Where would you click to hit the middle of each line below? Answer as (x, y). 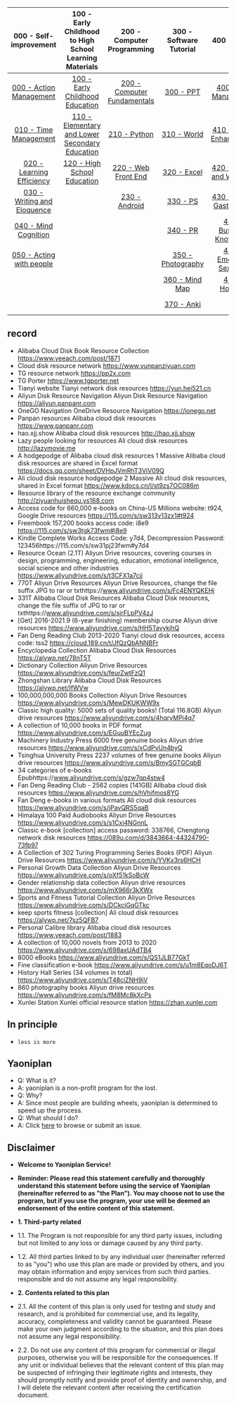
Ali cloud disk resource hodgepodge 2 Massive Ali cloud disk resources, (122, 478)
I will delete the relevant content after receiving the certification (109, 1387)
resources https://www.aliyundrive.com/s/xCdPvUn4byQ (100, 747)
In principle (33, 1025)
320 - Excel (183, 172)
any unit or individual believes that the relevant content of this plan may (121, 1365)
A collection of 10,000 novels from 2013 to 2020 (87, 942)
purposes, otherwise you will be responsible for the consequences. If (118, 1358)
